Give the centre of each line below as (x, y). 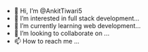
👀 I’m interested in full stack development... (76, 18)
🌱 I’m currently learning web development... (77, 26)
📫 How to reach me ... (47, 41)
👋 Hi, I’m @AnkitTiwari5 (48, 11)
